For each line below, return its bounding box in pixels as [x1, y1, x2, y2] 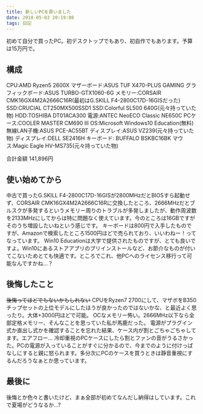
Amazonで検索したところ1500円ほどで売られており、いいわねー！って [22, 229, 196, 237]
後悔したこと [6, 279, 54, 289]
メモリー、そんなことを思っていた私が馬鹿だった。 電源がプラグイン [22, 319, 193, 326]
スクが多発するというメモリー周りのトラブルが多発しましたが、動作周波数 [11, 207, 197, 214]
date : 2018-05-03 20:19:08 [6, 15, 74, 21]
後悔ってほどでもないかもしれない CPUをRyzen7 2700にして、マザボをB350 [6, 296, 196, 303]
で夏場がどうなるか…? [6, 401, 62, 409]
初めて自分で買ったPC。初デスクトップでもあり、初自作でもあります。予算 [6, 38, 193, 45]
